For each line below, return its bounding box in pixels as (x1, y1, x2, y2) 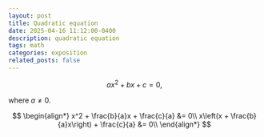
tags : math (8, 42, 45, 50)
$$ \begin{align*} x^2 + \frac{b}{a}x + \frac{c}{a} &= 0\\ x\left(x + (11, 111, 230, 120)
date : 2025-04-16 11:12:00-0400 (8, 26, 116, 34)
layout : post (8, 11, 52, 20)
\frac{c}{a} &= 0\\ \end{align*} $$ (99, 119, 212, 129)
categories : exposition (8, 49, 88, 57)
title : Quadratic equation (8, 19, 98, 27)
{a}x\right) (57, 119, 92, 129)
